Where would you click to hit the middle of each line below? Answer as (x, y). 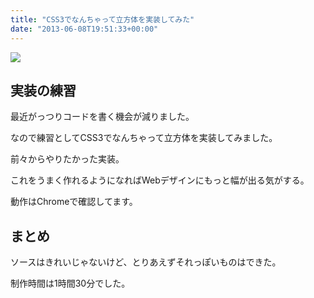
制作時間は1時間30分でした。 (70, 283)
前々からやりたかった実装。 (67, 159)
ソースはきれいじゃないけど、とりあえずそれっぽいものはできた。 (146, 262)
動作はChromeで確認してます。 (74, 202)
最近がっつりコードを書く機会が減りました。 (102, 117)
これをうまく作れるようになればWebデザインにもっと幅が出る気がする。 (160, 180)
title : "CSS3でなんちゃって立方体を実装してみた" (102, 19)
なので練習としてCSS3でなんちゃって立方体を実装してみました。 (144, 138)
